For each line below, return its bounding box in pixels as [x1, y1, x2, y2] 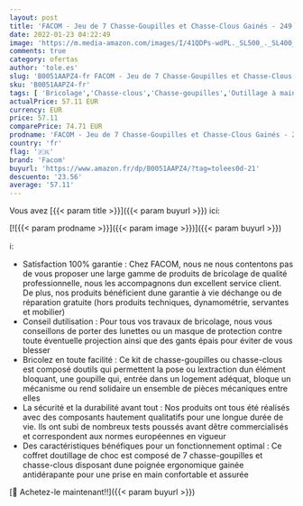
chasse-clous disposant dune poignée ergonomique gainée [22, 460, 244, 471]
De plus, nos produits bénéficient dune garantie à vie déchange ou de [22, 287, 282, 298]
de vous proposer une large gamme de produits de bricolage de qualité [22, 268, 288, 279]
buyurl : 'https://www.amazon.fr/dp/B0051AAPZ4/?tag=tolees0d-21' [9, 164, 260, 173]
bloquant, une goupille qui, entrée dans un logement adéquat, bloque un [22, 374, 291, 384]
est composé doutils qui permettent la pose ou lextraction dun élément [22, 364, 286, 375]
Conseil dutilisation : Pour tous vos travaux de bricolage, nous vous [22, 316, 273, 327]
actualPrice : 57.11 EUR [9, 96, 99, 106]
